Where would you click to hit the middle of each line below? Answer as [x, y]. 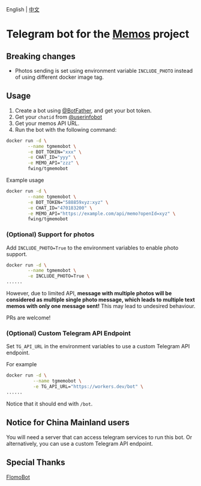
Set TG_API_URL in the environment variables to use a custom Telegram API [98, 346]
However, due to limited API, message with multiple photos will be [89, 294]
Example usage [25, 180]
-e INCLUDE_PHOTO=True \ [59, 276]
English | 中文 [23, 9]
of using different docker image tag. [59, 77]
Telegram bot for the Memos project [98, 34]
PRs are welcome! [28, 318]
